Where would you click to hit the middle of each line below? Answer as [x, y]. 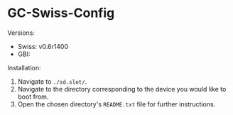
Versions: [21, 33]
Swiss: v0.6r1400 [43, 46]
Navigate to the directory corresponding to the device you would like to [122, 89]
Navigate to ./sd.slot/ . [52, 81]
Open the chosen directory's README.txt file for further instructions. [116, 104]
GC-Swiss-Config [61, 13]
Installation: [24, 67]
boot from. [33, 97]
